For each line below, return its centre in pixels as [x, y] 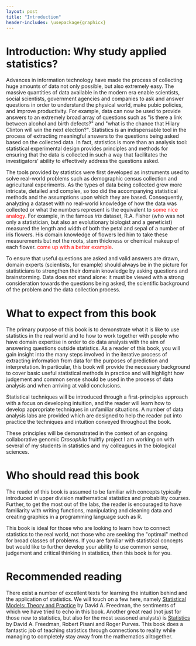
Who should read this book [73, 476]
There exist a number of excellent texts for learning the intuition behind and [97, 593]
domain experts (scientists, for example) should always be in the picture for [97, 265]
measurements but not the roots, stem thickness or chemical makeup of [93, 241]
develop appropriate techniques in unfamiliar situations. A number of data [95, 409]
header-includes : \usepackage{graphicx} [56, 22]
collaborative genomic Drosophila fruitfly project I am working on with [90, 440]
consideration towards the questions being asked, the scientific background [98, 283]
